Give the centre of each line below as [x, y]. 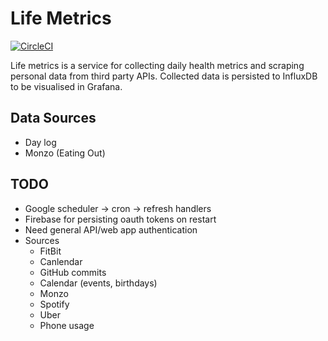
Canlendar [61, 261]
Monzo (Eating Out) [65, 153]
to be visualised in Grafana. [66, 86]
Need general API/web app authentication [111, 229]
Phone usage [67, 325]
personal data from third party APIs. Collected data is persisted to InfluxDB [164, 76]
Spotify [54, 304]
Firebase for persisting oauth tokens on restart [120, 219]
